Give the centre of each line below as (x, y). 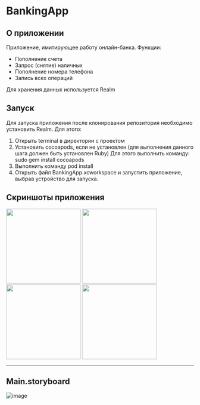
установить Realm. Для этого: (44, 129)
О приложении (35, 33)
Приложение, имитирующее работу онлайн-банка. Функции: (84, 47)
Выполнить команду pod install (54, 166)
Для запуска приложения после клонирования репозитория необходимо (99, 122)
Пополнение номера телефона (54, 72)
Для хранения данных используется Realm (61, 90)
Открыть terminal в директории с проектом (70, 140)
